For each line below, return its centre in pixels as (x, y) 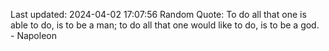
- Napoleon (33, 35)
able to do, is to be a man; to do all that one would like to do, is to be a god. (165, 25)
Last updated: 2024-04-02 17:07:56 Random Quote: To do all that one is (158, 14)
